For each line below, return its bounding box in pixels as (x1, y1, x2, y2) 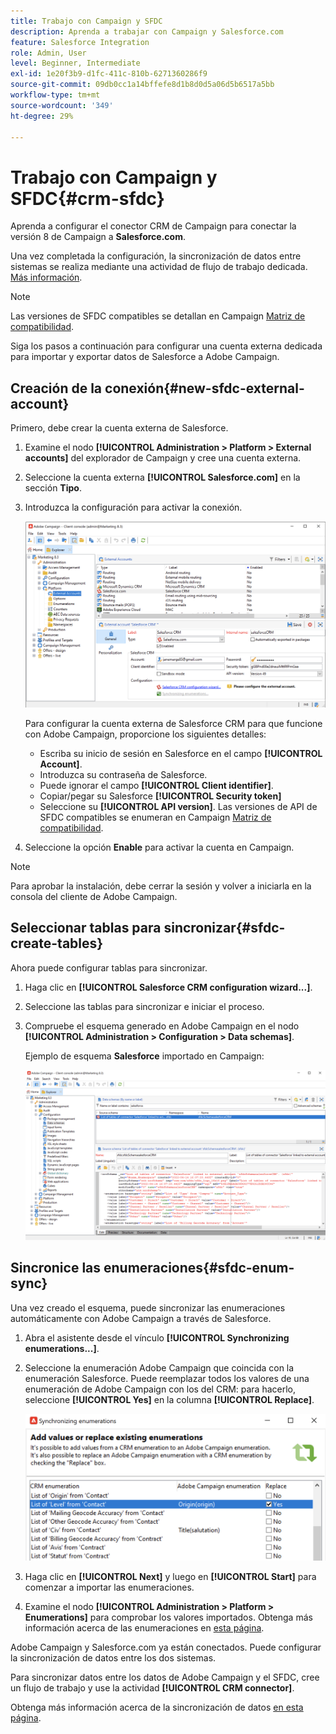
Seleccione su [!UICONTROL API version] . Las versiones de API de (39, 800, 318, 812)
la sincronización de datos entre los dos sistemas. (10, 1651, 217, 1664)
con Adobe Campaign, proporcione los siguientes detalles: (24, 728, 267, 740)
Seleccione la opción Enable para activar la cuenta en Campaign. (24, 841, 295, 853)
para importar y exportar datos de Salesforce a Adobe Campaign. (10, 351, 280, 363)
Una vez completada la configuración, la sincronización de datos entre (10, 250, 302, 262)
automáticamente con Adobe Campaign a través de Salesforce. (10, 1312, 272, 1324)
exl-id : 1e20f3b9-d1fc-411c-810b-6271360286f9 (10, 69, 208, 79)
